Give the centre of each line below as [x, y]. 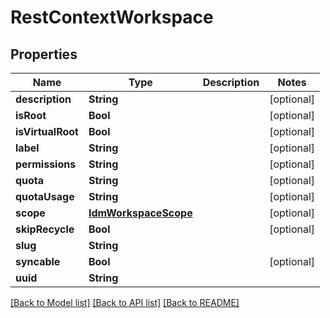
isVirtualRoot [47, 131]
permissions [46, 164]
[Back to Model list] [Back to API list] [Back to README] [125, 302]
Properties [44, 54]
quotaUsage [45, 196]
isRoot [31, 115]
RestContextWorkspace [112, 17]
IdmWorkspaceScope [140, 213]
